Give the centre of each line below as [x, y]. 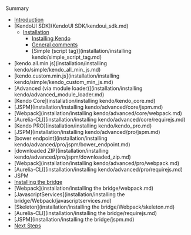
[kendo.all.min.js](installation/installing [60, 63]
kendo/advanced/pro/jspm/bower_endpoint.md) [72, 145]
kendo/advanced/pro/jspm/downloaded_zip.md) [73, 157]
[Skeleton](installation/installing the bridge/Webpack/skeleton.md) [94, 207]
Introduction [29, 20]
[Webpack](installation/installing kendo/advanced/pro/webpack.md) [97, 163]
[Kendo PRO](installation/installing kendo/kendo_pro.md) [83, 126]
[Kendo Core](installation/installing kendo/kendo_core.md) [85, 101]
